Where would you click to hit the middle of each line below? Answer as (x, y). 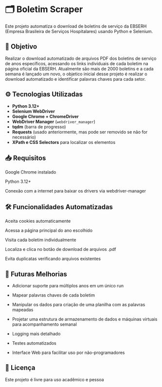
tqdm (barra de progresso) (39, 126)
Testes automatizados (34, 343)
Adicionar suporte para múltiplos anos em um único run (68, 286)
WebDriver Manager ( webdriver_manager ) (54, 122)
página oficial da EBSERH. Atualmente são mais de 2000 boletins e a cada (80, 69)
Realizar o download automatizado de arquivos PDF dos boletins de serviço (81, 58)
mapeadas (23, 310)
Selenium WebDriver (33, 111)
